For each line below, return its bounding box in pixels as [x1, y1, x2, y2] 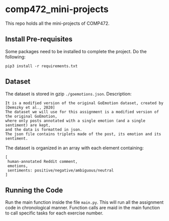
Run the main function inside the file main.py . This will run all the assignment [5, 199, 164, 205]
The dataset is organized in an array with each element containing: [5, 145, 144, 151]
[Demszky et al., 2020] [5, 105, 55, 110]
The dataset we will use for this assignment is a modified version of [5, 109, 159, 114]
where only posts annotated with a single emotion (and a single [5, 118, 145, 123]
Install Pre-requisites [5, 35, 73, 43]
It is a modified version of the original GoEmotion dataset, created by [5, 100, 164, 106]
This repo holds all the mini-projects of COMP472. [5, 20, 110, 26]
